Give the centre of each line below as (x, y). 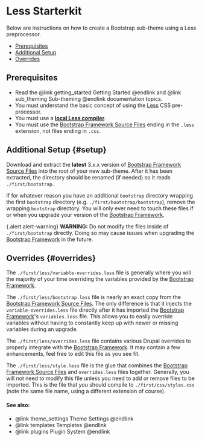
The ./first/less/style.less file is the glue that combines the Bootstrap (97, 365)
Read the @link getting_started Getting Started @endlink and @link (98, 92)
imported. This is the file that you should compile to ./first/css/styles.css (100, 385)
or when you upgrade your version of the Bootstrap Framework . (85, 214)
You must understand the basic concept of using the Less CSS (93, 105)
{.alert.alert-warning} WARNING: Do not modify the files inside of (87, 226)
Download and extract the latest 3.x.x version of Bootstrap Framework (94, 164)
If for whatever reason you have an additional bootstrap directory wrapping (100, 195)
